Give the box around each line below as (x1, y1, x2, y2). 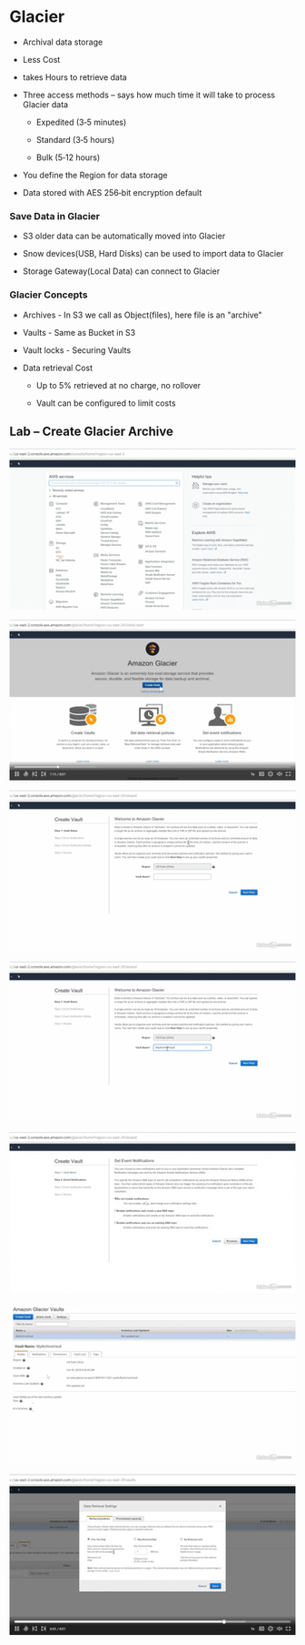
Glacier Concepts (9, 288, 88, 301)
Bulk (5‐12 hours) (35, 152, 101, 163)
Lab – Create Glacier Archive (9, 423, 174, 439)
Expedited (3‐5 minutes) (35, 116, 127, 127)
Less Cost (22, 54, 61, 65)
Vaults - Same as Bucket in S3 (22, 327, 136, 338)
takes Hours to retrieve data (22, 71, 127, 83)
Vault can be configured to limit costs (35, 398, 176, 409)
